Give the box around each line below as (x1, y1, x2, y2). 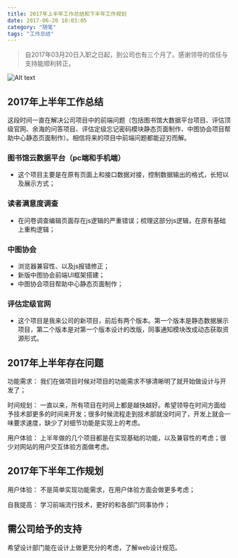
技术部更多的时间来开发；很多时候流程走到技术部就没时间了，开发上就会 (13, 410, 225, 418)
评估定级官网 (7, 299, 52, 309)
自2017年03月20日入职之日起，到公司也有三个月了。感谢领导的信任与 (24, 50, 228, 59)
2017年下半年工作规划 (7, 465, 104, 477)
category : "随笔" (7, 23, 57, 30)
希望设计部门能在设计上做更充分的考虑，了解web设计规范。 (7, 543, 181, 552)
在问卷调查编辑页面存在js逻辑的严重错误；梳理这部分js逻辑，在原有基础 (17, 216, 227, 224)
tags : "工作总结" (7, 30, 55, 38)
